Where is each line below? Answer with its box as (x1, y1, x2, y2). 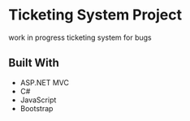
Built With (8, 56, 59, 70)
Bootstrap (19, 103, 54, 113)
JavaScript (19, 95, 57, 105)
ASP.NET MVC (19, 77, 69, 87)
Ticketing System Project (8, 6, 183, 24)
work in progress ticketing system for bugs (8, 32, 152, 42)
